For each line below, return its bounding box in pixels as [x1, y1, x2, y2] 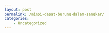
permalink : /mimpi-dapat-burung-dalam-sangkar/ [4, 12, 105, 16]
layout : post [4, 7, 32, 12]
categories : [4, 16, 29, 21]
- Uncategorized [13, 20, 47, 26]
